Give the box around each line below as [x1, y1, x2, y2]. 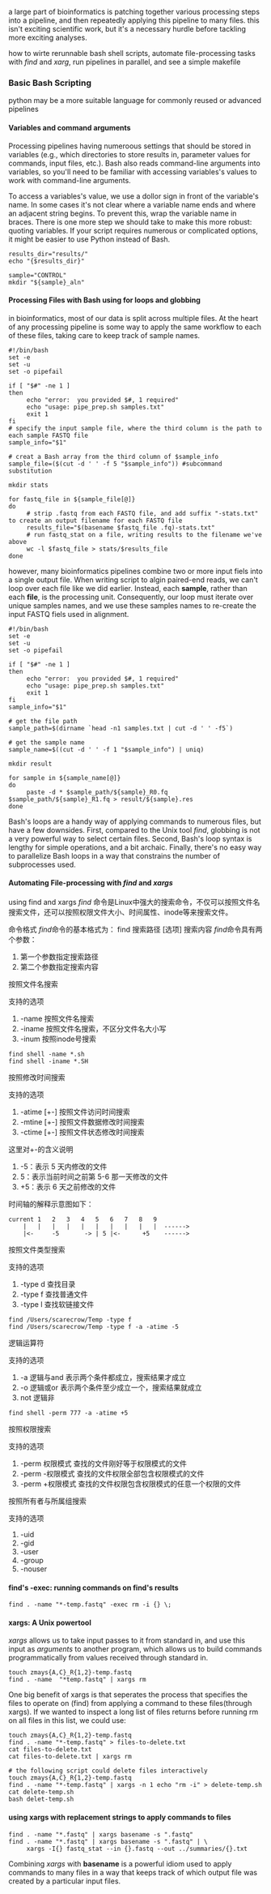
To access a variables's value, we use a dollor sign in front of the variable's [8, 191, 259, 201]
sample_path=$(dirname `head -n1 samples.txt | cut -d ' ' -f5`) [8, 724, 233, 732]
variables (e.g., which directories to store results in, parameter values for [8, 149, 251, 159]
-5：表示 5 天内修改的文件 [19, 1161, 108, 1171]
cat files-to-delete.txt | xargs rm [8, 1753, 132, 1761]
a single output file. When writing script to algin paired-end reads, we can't [8, 575, 259, 585]
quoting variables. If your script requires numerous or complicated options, [8, 225, 259, 235]
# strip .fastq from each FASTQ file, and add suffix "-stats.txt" [26, 509, 259, 517]
